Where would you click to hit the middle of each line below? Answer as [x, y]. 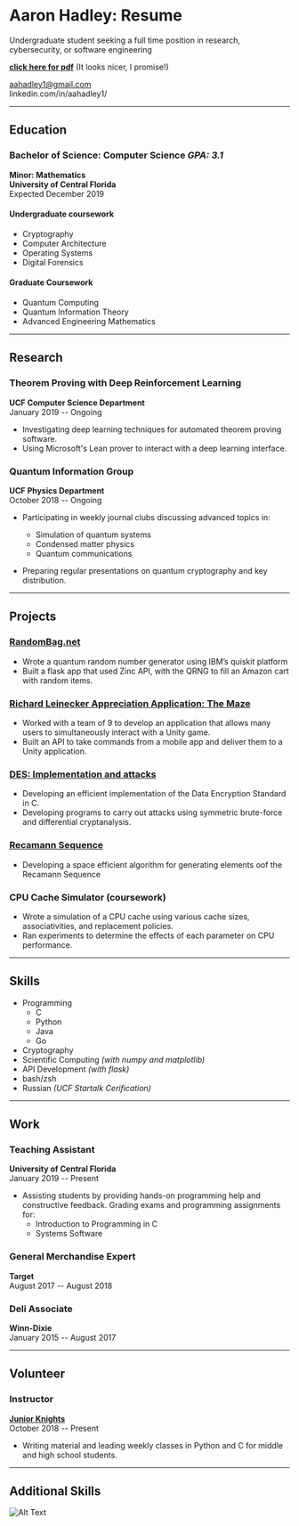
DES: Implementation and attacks [83, 774]
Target [22, 1276]
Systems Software [69, 1234]
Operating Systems [57, 253]
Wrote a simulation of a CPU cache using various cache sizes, [136, 916]
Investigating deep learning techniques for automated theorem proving [152, 429]
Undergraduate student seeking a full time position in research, [125, 40]
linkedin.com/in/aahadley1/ [58, 94]
